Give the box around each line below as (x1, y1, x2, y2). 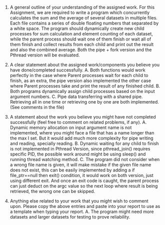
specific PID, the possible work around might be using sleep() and (9, 151, 146, 157)
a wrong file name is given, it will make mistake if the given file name (9, 162, 151, 167)
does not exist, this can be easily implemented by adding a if (9, 167, 135, 173)
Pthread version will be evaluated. (9, 52, 80, 58)
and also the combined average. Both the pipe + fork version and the (9, 47, 152, 52)
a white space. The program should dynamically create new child (9, 25, 144, 31)
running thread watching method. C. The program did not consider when (9, 156, 160, 162)
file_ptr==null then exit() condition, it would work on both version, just (9, 172, 153, 178)
